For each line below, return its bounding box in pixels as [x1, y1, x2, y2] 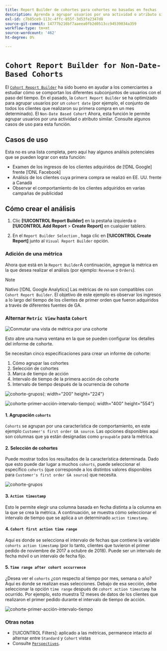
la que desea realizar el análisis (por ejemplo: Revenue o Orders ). [5, 267, 136, 273]
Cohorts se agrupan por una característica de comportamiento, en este [5, 423, 151, 429]
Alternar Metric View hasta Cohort [5, 315, 87, 322]
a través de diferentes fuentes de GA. [5, 302, 82, 308]
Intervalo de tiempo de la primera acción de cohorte [12, 376, 119, 382]
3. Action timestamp [5, 493, 46, 499]
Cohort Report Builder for [5, 61, 117, 70]
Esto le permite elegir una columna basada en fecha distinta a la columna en [5, 504, 162, 510]
